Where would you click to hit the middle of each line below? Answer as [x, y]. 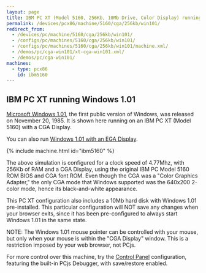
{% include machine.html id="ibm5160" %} [61, 151]
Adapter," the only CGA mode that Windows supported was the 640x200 [98, 182]
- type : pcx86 [30, 69]
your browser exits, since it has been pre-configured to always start [92, 214]
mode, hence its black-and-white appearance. [79, 189]
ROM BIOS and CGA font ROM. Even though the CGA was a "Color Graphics [102, 176]
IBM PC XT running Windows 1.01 [71, 99]
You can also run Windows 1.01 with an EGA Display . [72, 139]
